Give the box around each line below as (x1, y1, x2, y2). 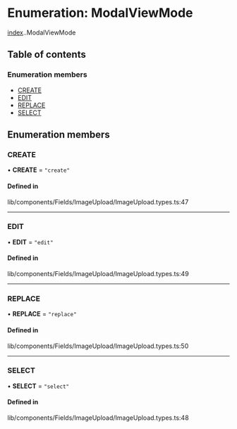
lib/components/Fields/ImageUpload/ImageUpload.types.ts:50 (7, 342, 189, 350)
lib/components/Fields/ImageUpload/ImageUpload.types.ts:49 (7, 270, 189, 278)
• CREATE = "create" (7, 166, 71, 174)
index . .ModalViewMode (7, 28, 76, 37)
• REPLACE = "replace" (7, 310, 77, 318)
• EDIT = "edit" (7, 237, 54, 246)
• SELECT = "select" (7, 382, 70, 390)
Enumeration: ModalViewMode (7, 5, 193, 21)
